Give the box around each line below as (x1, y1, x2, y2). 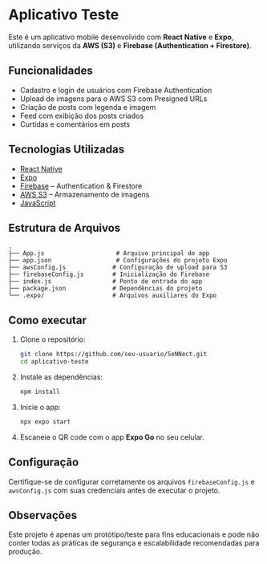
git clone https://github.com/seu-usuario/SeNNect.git (19, 351, 208, 359)
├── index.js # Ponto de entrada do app (8, 278, 203, 286)
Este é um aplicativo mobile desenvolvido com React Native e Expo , (8, 32, 234, 42)
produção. (8, 547, 42, 557)
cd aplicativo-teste (19, 358, 89, 366)
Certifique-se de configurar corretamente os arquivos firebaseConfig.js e (8, 477, 255, 486)
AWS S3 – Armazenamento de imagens (19, 189, 150, 199)
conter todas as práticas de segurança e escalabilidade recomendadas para (8, 538, 260, 548)
